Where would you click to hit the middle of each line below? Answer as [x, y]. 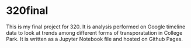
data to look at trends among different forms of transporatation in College [94, 32]
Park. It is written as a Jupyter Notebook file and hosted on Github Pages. [94, 39]
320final [27, 11]
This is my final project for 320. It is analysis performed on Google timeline [96, 27]
